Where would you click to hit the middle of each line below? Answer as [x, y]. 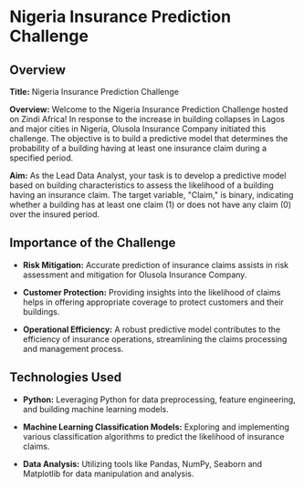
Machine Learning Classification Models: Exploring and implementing [156, 427]
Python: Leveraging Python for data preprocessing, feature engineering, [159, 400]
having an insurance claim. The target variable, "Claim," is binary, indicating [152, 195]
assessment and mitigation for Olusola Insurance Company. [135, 275]
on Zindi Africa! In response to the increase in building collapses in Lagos [147, 119]
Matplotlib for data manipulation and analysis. [108, 473]
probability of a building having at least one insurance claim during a [138, 148]
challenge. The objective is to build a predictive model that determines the [149, 138]
